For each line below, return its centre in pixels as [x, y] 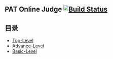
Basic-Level [24, 51]
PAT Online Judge [33, 9]
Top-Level [23, 41]
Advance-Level [28, 46]
